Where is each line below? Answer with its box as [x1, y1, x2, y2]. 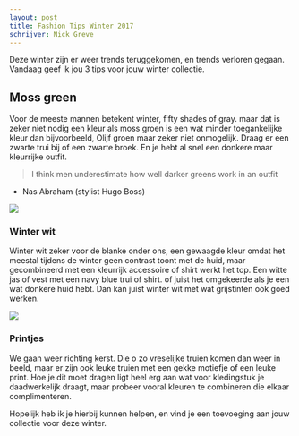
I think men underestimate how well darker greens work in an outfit [30, 169, 278, 180]
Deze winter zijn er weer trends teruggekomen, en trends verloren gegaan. [9, 55, 285, 65]
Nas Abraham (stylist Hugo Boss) [21, 186, 146, 197]
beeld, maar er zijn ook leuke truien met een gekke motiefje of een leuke [9, 362, 276, 372]
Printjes [9, 332, 45, 345]
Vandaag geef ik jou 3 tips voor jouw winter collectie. [9, 64, 205, 74]
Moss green [9, 90, 78, 105]
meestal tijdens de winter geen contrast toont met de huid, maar [9, 255, 246, 266]
